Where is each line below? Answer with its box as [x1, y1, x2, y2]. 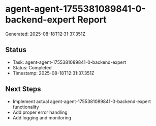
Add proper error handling [12, 109, 68, 115]
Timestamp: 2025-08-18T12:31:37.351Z [12, 70, 95, 76]
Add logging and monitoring [12, 114, 72, 120]
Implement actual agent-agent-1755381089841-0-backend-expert [12, 98, 151, 105]
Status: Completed [12, 64, 52, 70]
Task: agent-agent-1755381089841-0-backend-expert [12, 59, 126, 65]
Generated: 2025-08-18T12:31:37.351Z [5, 31, 85, 37]
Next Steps [5, 85, 41, 93]
